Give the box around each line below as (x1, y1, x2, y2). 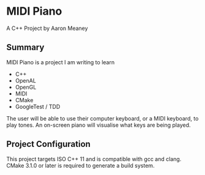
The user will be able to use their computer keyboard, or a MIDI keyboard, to (6, 114, 199, 122)
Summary (6, 42, 45, 53)
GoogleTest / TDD (15, 103, 61, 110)
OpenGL (15, 83, 37, 91)
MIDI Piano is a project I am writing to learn (6, 58, 115, 65)
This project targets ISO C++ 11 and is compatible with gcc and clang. (6, 155, 182, 163)
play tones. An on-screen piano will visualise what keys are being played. (6, 121, 191, 128)
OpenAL (15, 76, 37, 84)
